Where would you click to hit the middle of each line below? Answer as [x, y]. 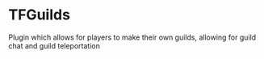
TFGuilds [40, 15]
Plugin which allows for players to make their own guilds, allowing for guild [132, 37]
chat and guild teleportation [54, 45]
